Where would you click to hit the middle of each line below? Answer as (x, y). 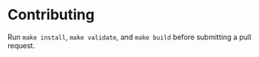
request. (21, 45)
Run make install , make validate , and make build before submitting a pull (129, 37)
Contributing (51, 15)
